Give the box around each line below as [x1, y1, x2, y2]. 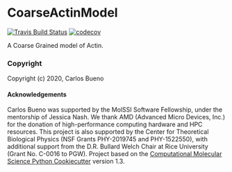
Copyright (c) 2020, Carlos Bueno [7, 74, 104, 83]
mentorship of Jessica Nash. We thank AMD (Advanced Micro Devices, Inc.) [7, 113, 226, 121]
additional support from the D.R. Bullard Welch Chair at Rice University [7, 142, 208, 150]
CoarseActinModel [7, 5, 118, 21]
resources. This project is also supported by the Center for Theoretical [7, 128, 209, 136]
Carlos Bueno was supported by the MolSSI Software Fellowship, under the [7, 105, 223, 114]
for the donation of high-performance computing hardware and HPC [7, 120, 203, 129]
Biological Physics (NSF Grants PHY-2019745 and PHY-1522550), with [7, 135, 208, 144]
